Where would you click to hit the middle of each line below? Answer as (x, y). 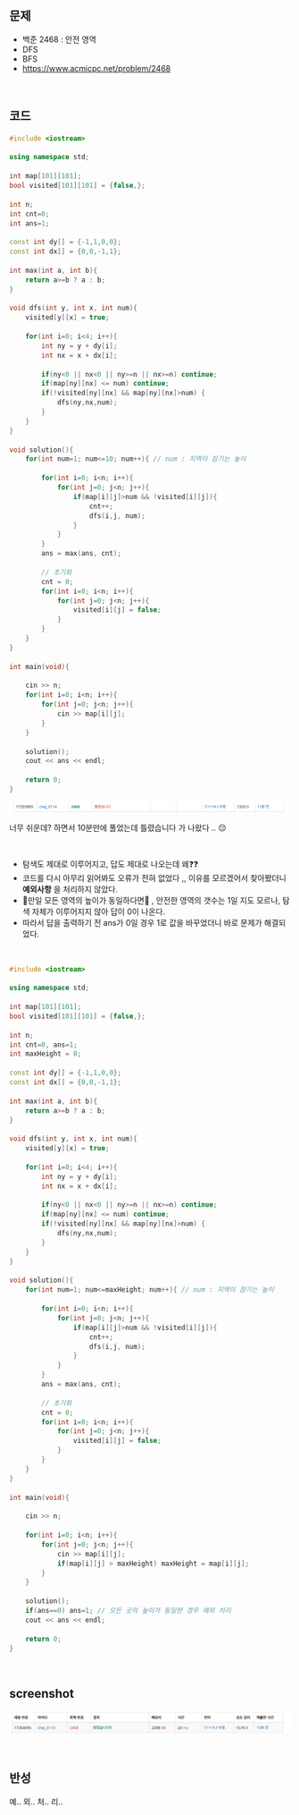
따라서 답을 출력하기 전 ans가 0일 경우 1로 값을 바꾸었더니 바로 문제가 (142, 922)
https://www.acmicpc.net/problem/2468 (96, 68)
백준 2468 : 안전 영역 (59, 39)
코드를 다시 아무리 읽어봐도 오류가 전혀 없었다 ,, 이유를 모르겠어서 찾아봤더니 (154, 878)
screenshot (42, 1693)
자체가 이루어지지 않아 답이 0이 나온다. (99, 912)
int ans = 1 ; (29, 223)
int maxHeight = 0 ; (46, 1054)
